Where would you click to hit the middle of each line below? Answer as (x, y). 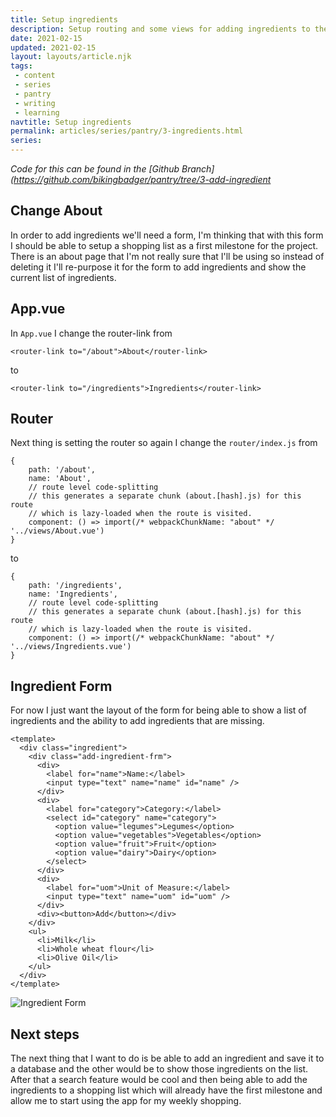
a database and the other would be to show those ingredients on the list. (159, 1069)
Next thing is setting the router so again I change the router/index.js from (164, 443)
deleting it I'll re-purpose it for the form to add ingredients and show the (158, 267)
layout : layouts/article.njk (71, 57)
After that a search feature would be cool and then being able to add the (159, 1080)
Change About (56, 211)
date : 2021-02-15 (46, 38)
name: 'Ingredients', (73, 594)
